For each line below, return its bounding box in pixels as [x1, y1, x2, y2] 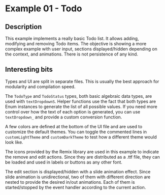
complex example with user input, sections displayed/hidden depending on [5, 46, 158, 52]
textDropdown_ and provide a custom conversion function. [5, 114, 122, 120]
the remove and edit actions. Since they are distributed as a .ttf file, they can [5, 154, 160, 160]
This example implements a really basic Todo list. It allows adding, [5, 35, 139, 41]
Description [5, 23, 42, 31]
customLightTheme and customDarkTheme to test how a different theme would [5, 134, 157, 140]
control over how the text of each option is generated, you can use [5, 109, 140, 114]
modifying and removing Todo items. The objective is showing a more [5, 41, 147, 47]
